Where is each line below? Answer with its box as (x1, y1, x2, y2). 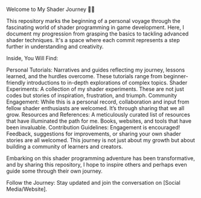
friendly (6, 79, 26, 86)
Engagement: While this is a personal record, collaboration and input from (6, 98, 190, 105)
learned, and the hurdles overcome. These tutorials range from (6, 73, 163, 79)
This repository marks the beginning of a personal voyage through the (6, 17, 181, 24)
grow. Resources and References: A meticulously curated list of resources (6, 111, 190, 118)
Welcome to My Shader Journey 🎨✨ (6, 6, 95, 13)
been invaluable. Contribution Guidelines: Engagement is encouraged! (6, 124, 180, 131)
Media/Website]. (6, 185, 47, 193)
